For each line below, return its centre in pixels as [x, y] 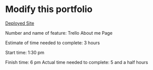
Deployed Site [20, 23]
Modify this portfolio [49, 9]
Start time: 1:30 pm [25, 52]
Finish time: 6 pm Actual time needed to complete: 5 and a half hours [77, 62]
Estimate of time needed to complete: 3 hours [53, 43]
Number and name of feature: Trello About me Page [59, 33]
